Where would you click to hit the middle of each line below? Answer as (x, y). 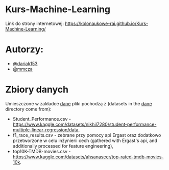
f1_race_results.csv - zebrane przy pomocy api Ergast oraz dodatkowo (87, 135)
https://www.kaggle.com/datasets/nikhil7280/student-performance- (84, 124)
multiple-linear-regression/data (45, 130)
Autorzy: (25, 50)
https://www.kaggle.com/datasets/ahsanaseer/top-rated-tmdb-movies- (88, 157)
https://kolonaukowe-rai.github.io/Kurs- (106, 23)
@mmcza (23, 69)
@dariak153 (25, 63)
